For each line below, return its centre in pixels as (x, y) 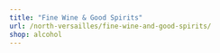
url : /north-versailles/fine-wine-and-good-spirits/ (110, 26)
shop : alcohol (36, 34)
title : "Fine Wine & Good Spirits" (76, 18)
